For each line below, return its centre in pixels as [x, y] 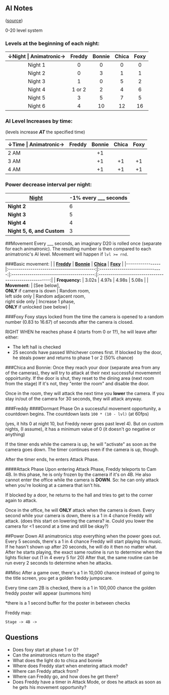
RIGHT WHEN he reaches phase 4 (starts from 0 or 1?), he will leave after [81, 332]
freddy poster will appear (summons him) [48, 593]
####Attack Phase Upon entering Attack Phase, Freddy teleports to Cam [81, 469]
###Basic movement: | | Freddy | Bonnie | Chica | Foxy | [64, 264]
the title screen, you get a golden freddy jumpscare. [59, 578]
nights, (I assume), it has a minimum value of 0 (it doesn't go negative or [80, 429]
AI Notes [19, 8]
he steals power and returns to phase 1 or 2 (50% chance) [73, 358]
